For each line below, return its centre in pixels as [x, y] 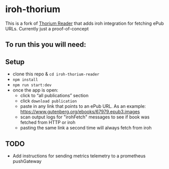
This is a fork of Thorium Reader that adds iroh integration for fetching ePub [84, 23]
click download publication [48, 101]
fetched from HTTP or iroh [48, 122]
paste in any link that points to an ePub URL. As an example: [83, 106]
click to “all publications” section [54, 96]
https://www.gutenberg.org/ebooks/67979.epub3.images [80, 112]
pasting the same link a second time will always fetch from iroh [86, 128]
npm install [25, 80]
